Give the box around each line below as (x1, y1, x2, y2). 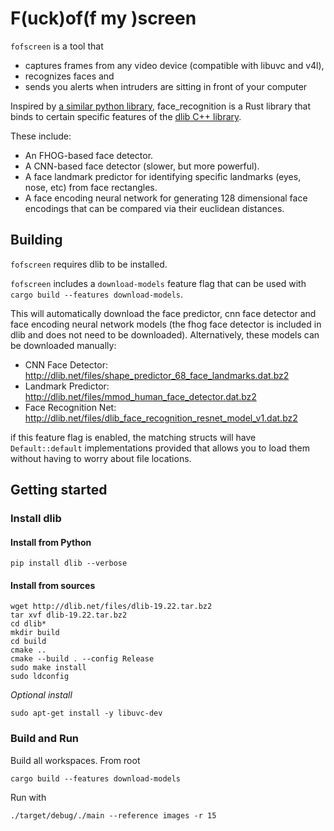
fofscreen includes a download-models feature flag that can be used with (10, 277, 307, 289)
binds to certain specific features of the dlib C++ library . (10, 110, 242, 122)
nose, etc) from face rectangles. (24, 181, 158, 193)
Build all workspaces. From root (10, 754, 141, 766)
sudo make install (10, 663, 87, 673)
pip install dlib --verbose (10, 558, 128, 569)
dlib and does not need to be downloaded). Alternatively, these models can (10, 328, 320, 341)
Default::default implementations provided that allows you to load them (10, 442, 311, 454)
